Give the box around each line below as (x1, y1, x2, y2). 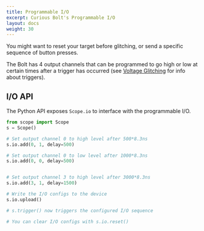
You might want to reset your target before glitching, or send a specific (6, 43, 183, 50)
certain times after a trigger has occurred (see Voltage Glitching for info (6, 67, 186, 75)
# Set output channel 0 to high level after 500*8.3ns (6, 136, 148, 142)
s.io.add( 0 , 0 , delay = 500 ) (6, 158, 75, 164)
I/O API (6, 91, 33, 102)
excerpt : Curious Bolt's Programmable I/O (6, 15, 115, 21)
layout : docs (6, 20, 39, 26)
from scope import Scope (6, 119, 69, 125)
